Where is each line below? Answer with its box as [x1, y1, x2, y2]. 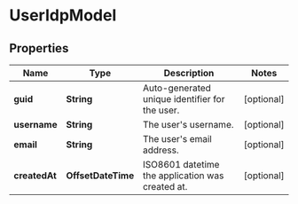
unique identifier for [142, 93, 225, 105]
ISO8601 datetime [142, 159, 220, 170]
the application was [142, 169, 224, 182]
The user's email [142, 133, 213, 145]
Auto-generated [142, 82, 211, 94]
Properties [9, 41, 69, 56]
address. [142, 144, 179, 156]
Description [163, 67, 215, 79]
